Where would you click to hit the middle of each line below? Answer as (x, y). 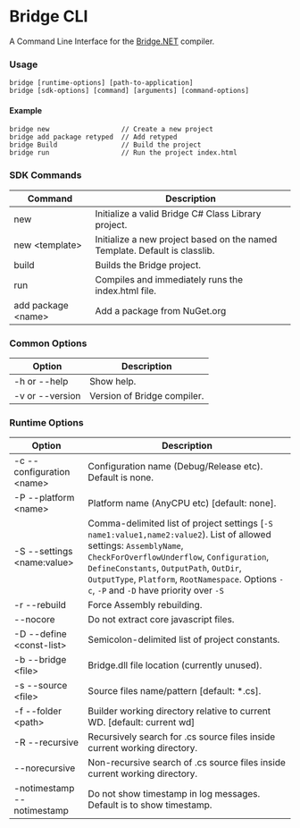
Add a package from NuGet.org (161, 310)
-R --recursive (46, 742)
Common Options (48, 343)
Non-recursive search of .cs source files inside (187, 763)
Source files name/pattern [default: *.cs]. (175, 691)
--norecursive (45, 768)
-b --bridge (40, 660)
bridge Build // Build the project (105, 145)
